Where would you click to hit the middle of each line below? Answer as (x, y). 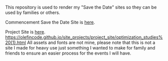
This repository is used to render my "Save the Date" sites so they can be (81, 7)
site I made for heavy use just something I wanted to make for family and (80, 48)
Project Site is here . (25, 32)
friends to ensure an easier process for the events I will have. (68, 53)
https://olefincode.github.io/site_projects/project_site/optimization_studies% (84, 37)
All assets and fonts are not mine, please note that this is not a (91, 42)
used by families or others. (33, 12)
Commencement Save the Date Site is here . (50, 22)
